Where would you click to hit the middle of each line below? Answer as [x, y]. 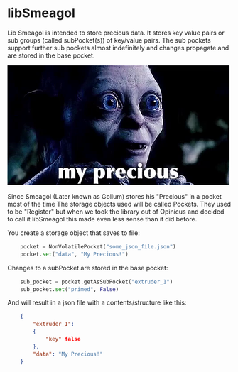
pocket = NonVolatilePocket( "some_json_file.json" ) [98, 246]
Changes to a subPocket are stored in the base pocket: [88, 268]
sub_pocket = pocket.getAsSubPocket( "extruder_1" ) [97, 282]
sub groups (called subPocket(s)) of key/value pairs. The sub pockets [109, 40]
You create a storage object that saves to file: [74, 233]
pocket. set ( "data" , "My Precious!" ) [75, 254]
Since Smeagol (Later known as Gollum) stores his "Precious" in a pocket [115, 196]
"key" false [63, 339]
